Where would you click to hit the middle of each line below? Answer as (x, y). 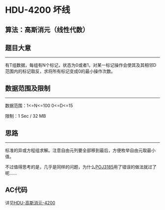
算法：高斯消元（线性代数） (47, 30)
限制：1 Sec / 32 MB (26, 116)
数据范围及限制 (28, 88)
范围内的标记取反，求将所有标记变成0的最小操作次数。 (60, 71)
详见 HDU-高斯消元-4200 (30, 203)
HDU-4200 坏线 (38, 10)
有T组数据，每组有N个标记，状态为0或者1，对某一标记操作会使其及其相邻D (81, 65)
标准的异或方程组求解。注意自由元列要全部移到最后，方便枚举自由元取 (76, 151)
